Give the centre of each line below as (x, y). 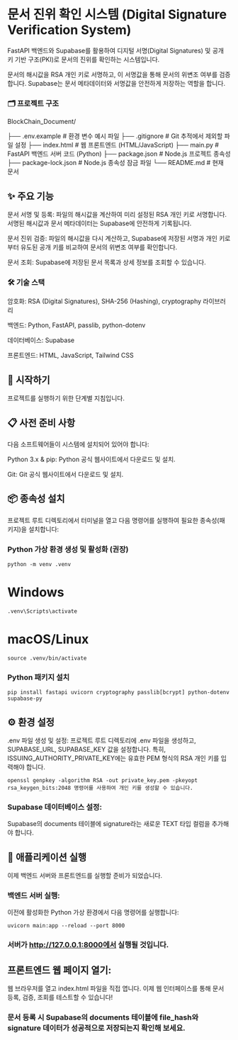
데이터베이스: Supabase (41, 340)
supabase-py (25, 699)
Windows (36, 593)
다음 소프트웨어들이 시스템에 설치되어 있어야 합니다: (78, 444)
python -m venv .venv (39, 565)
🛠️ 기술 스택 (26, 282)
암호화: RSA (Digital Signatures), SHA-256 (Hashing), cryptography (104, 301)
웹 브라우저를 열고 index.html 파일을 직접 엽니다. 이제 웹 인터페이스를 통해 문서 (116, 988)
